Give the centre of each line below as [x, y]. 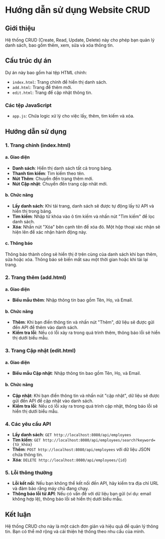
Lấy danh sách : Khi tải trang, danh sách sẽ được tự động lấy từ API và [83, 206]
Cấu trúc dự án [28, 61]
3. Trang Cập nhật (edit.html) [40, 351]
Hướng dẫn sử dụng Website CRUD [78, 10]
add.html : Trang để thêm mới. [42, 87]
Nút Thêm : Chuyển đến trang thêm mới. [53, 179]
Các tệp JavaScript [28, 105]
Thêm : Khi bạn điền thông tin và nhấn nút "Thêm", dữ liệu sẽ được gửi [83, 322]
